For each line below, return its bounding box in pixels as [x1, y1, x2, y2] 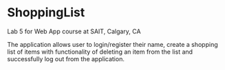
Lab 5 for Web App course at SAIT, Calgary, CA [7, 27, 141, 35]
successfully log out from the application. [7, 54, 125, 63]
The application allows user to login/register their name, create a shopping [7, 40, 218, 48]
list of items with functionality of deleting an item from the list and [7, 48, 193, 56]
